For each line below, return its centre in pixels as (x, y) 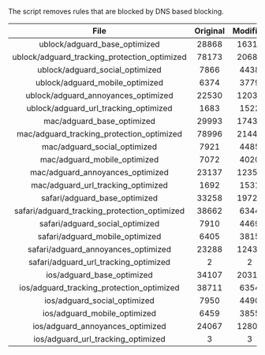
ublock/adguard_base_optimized (99, 44)
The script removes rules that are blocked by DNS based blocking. (116, 11)
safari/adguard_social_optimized (99, 224)
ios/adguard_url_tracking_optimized (99, 339)
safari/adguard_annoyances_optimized (99, 249)
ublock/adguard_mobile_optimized (99, 82)
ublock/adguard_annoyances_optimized (99, 95)
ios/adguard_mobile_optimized (99, 313)
